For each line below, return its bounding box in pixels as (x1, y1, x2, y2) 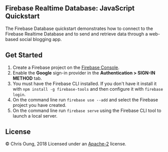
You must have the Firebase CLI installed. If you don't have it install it (12, 81, 157, 87)
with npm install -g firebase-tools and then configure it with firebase (12, 86, 163, 92)
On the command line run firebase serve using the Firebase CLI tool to (12, 107, 161, 113)
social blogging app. (19, 36, 62, 42)
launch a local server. (12, 112, 57, 119)
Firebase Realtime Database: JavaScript (5, 4, 135, 13)
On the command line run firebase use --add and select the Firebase (12, 96, 158, 103)
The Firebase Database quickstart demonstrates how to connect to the (5, 25, 153, 31)
